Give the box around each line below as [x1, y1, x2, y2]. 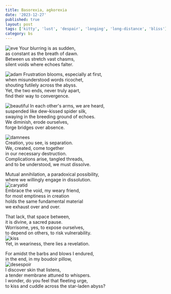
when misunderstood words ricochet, [5, 77, 84, 83]
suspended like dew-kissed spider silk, [5, 108, 87, 114]
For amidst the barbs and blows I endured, [5, 251, 94, 256]
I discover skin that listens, [5, 267, 61, 273]
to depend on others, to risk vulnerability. [5, 230, 92, 236]
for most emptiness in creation [5, 193, 70, 199]
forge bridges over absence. [5, 124, 65, 130]
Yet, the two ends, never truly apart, [5, 88, 80, 93]
